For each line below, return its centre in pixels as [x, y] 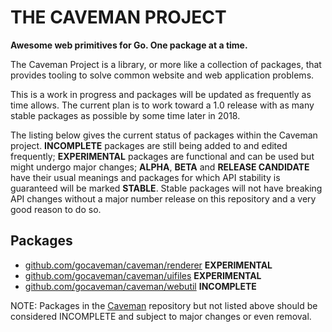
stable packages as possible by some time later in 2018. [125, 115]
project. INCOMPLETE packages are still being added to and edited [149, 145]
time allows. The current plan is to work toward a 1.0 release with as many [162, 105]
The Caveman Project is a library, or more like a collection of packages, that [166, 64]
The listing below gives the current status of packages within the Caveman [164, 135]
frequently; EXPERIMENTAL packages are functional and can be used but [162, 156]
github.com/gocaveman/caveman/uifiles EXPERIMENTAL [143, 275]
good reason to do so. [56, 209]
